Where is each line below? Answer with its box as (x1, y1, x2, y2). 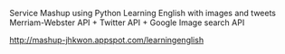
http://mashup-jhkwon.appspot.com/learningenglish (9, 35, 204, 45)
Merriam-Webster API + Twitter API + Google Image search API (9, 17, 245, 28)
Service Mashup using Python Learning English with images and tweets (9, 8, 276, 18)
